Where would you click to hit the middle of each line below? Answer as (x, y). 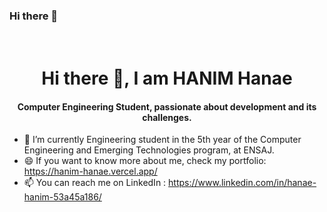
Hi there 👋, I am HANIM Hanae (167, 78)
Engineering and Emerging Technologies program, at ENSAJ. (149, 150)
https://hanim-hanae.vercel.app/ (90, 171)
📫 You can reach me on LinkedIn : (95, 183)
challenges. (167, 117)
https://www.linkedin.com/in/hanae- (242, 183)
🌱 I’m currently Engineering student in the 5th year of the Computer (162, 140)
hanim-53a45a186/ (62, 197)
